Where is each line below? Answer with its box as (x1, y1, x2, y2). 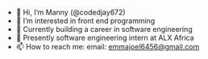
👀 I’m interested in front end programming (15, 16, 156, 26)
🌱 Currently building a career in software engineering (15, 25, 193, 33)
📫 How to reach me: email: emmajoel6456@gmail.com (15, 42, 200, 51)
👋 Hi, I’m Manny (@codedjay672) (15, 8, 127, 17)
